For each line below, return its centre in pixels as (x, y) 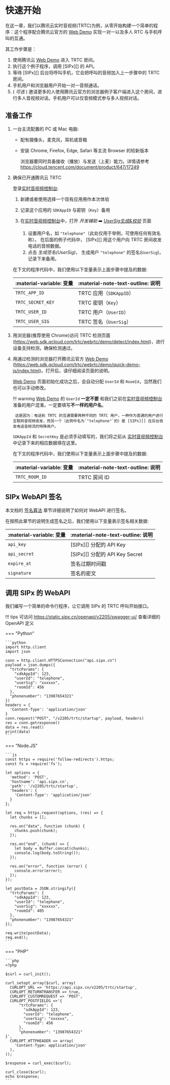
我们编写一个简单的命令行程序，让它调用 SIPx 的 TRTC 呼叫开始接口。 (78, 606)
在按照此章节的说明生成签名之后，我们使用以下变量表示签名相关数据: (77, 521)
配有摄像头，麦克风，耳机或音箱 (54, 139)
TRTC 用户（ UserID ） (104, 312)
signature (20, 573)
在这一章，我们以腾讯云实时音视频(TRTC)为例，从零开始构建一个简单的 (79, 25)
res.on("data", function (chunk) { (47, 826)
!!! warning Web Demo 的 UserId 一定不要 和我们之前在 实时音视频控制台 (87, 398)
